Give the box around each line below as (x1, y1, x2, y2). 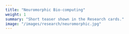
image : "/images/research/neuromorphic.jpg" (5, 21, 101, 26)
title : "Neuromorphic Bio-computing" (5, 7, 86, 12)
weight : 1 (5, 12, 27, 17)
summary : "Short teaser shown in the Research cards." (5, 16, 124, 21)
